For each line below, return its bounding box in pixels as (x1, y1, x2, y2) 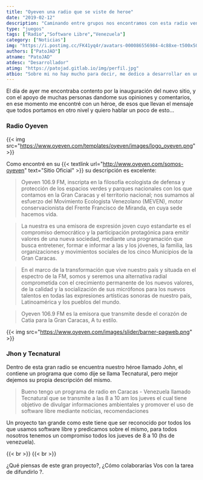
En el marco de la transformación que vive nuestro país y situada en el (21, 266, 196, 273)
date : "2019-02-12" (6, 15, 56, 21)
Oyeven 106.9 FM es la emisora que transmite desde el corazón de (21, 310, 187, 317)
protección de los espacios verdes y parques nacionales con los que (21, 185, 192, 192)
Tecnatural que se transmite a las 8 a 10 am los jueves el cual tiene (21, 394, 187, 401)
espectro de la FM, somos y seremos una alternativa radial (21, 272, 167, 280)
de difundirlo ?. (6, 468, 44, 475)
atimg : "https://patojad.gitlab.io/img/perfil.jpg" (6, 65, 139, 71)
